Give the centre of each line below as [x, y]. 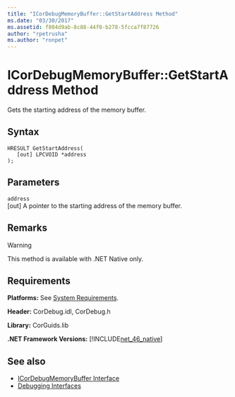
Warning [19, 245]
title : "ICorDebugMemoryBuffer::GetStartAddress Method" [93, 14]
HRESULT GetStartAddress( [45, 148]
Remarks [28, 228]
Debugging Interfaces [49, 386]
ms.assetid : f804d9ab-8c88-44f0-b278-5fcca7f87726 [83, 27]
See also [26, 361]
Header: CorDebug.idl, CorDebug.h [59, 311]
